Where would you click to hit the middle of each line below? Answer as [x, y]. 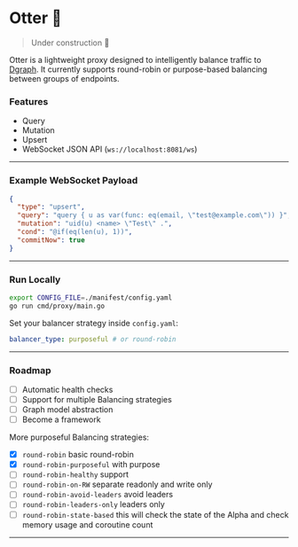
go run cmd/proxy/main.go [57, 306]
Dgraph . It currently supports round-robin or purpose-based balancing [138, 69]
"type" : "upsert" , [51, 207]
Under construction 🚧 [70, 43]
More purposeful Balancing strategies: [79, 437]
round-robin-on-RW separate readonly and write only [117, 484]
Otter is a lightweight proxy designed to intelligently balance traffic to [135, 59]
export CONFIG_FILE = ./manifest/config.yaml [91, 297]
